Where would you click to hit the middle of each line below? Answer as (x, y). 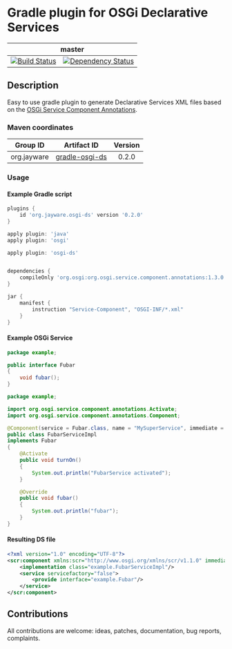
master (72, 49)
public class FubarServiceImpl (52, 434)
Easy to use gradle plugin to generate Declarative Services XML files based (114, 102)
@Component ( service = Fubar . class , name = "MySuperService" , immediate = (116, 428)
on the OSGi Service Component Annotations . (72, 109)
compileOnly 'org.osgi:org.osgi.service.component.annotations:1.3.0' (123, 278)
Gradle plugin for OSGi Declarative (108, 13)
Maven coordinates (40, 127)
